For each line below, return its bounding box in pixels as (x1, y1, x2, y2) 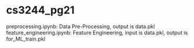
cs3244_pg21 (6, 4, 75, 17)
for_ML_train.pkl (6, 35, 46, 42)
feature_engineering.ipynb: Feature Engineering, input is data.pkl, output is (6, 29, 188, 36)
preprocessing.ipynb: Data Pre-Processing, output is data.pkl (6, 23, 155, 30)
